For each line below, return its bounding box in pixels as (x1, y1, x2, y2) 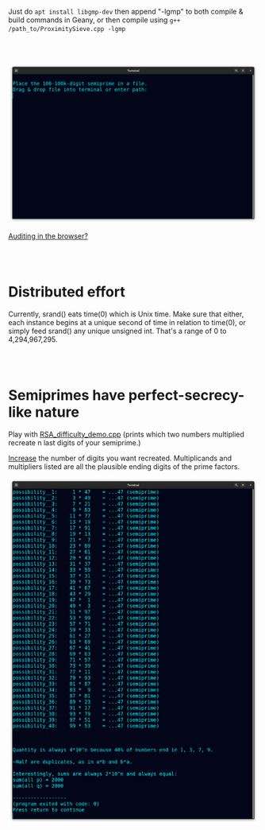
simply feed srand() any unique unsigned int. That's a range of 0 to (8, 326, 227, 335)
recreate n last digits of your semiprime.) (8, 437, 141, 448)
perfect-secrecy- (128, 386, 245, 405)
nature (35, 403, 79, 421)
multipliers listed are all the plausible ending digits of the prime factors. (8, 461, 240, 471)
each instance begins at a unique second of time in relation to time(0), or (8, 317, 246, 327)
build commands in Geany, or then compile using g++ (8, 15, 181, 25)
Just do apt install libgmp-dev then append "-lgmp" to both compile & (8, 7, 244, 16)
